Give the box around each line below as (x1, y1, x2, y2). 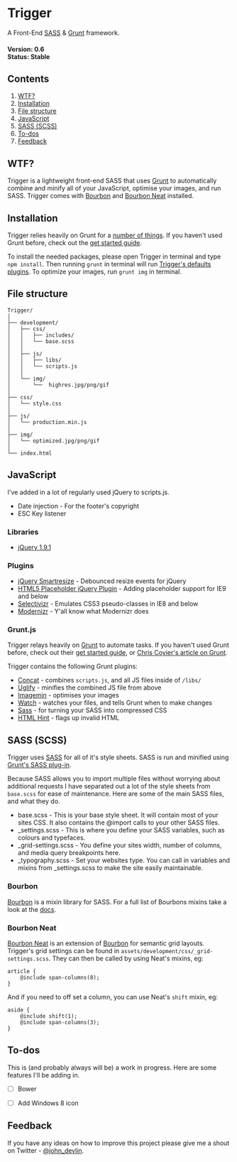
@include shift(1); (20, 1012, 78, 1020)
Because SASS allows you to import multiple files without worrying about (7, 774, 221, 783)
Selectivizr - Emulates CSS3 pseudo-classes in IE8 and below (17, 599, 199, 608)
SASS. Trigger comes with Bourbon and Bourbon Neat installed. (7, 192, 194, 200)
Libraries (7, 527, 39, 537)
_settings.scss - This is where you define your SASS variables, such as (17, 826, 225, 835)
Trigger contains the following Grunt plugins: (7, 662, 138, 670)
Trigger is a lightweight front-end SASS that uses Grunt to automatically (7, 176, 217, 185)
